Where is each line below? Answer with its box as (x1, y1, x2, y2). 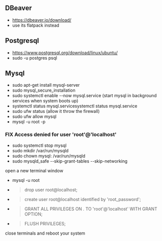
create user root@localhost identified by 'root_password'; (24, 196, 141, 202)
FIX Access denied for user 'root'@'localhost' (5, 131, 117, 138)
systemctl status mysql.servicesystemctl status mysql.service (12, 103, 137, 109)
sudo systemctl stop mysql (12, 142, 67, 148)
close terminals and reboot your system (5, 230, 85, 236)
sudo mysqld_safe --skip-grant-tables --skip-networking (12, 158, 128, 164)
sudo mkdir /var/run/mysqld (12, 147, 69, 153)
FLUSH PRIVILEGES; (24, 220, 66, 226)
